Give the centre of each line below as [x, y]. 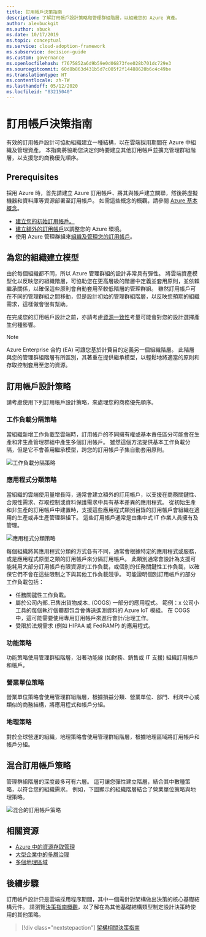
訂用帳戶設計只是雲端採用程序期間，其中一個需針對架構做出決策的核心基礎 [100, 900]
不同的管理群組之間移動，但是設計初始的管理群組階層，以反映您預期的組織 [105, 296]
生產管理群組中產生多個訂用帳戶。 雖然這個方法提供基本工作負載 [104, 442]
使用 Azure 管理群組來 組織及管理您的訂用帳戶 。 [75, 236]
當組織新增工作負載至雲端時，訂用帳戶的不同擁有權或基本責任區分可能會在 [100, 434]
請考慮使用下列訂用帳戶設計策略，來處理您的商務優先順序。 [82, 402]
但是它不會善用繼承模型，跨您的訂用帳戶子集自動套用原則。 [92, 449]
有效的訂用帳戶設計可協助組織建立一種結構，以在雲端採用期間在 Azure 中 [99, 142]
